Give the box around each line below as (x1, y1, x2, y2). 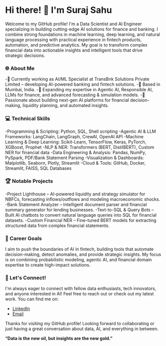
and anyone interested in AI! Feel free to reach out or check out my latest (5, 291, 154, 297)
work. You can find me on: (5, 296, 59, 302)
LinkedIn (12, 306, 30, 312)
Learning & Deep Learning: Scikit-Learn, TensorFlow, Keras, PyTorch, (5, 139, 147, 145)
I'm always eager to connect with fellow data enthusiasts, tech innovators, (5, 286, 157, 291)
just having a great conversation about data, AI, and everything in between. (5, 326, 159, 332)
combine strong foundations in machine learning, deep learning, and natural (5, 31, 160, 37)
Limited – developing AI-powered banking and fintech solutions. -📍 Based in (5, 81, 161, 87)
